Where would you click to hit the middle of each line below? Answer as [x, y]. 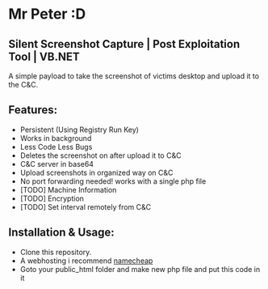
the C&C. [23, 85]
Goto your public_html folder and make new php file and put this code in [140, 269]
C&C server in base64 [57, 164]
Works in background [56, 138]
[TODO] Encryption [52, 198]
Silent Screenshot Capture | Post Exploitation [124, 44]
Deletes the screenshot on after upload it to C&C [100, 155]
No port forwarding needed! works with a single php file [113, 181]
